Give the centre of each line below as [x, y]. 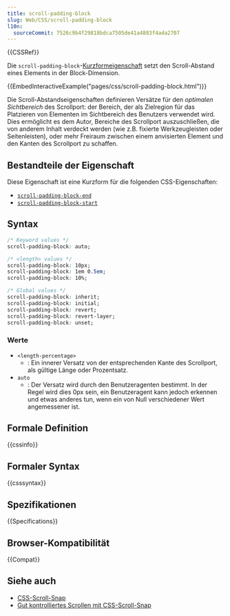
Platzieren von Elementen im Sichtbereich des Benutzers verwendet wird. [111, 114]
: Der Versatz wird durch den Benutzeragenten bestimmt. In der [117, 384]
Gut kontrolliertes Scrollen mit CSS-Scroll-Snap [84, 605]
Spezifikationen [42, 505]
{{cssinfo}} [23, 444]
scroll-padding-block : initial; [53, 303]
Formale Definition [48, 428]
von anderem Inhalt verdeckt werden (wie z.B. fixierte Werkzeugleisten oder [115, 129]
